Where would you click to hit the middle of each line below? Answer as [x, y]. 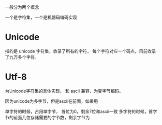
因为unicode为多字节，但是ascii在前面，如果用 [52, 101]
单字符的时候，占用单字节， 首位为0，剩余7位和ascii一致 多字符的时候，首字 [81, 111]
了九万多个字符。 [22, 57]
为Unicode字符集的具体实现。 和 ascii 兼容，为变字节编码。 [64, 91]
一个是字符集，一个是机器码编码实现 [41, 17]
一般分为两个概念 [22, 7]
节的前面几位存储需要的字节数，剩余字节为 [47, 117]
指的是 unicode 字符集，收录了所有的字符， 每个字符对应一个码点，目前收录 [81, 51]
